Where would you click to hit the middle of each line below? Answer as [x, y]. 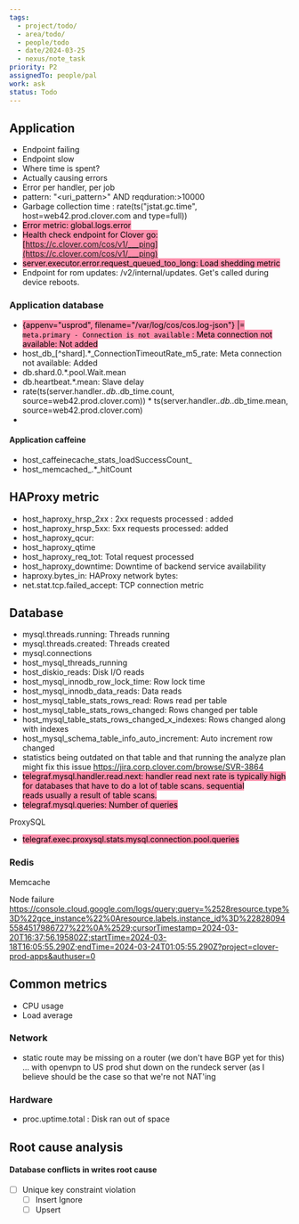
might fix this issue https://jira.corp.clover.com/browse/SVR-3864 [143, 767]
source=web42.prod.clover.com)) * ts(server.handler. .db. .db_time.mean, [155, 400]
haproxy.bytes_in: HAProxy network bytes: [100, 575]
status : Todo [33, 92]
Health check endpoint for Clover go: [90, 235]
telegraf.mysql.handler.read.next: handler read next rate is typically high [154, 776]
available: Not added [60, 343]
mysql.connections [57, 653]
